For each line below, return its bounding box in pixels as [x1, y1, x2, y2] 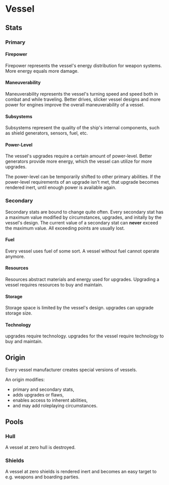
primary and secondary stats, [12, 386, 75, 392]
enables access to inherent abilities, [12, 397, 88, 404]
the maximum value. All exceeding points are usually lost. [5, 225, 125, 231]
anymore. [5, 253, 25, 260]
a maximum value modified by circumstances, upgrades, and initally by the [5, 214, 162, 220]
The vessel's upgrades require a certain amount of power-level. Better [5, 153, 152, 159]
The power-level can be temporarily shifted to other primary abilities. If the [5, 174, 161, 180]
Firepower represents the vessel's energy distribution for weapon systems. [5, 62, 162, 69]
